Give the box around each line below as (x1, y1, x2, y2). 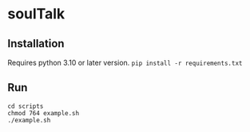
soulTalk (7, 5, 65, 23)
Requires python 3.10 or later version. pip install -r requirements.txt (7, 58, 243, 67)
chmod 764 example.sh (7, 109, 80, 117)
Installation (7, 37, 65, 50)
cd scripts (7, 102, 44, 110)
